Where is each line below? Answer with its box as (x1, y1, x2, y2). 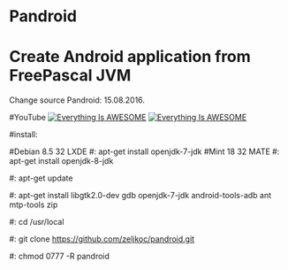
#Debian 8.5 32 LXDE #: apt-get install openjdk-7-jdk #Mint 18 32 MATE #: (9, 146, 280, 157)
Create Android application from (9, 47, 252, 67)
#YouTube (9, 112, 47, 123)
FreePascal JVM (9, 66, 132, 86)
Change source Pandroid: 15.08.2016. (9, 95, 146, 105)
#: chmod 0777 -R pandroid (9, 251, 110, 262)
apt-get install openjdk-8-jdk (9, 156, 114, 166)
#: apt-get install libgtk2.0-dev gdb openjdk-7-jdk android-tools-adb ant (9, 190, 272, 201)
